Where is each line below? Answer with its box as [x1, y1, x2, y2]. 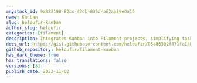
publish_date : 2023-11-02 [6, 68, 69, 74]
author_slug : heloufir [6, 25, 62, 31]
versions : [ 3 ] [6, 63, 41, 69]
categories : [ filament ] [6, 30, 64, 36]
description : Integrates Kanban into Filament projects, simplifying [6, 36, 180, 41]
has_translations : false [6, 57, 67, 63]
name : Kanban [6, 14, 38, 20]
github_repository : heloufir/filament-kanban [6, 47, 119, 53]
